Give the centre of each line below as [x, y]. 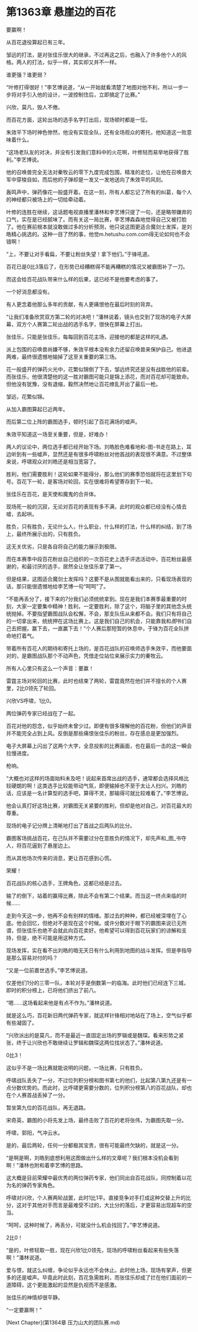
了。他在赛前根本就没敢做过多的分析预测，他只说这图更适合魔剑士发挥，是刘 [99, 227]
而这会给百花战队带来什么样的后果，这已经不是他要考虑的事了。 [83, 279]
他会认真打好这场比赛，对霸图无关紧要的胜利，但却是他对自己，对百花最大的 [99, 805]
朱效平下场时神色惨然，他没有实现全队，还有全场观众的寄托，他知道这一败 [96, 132]
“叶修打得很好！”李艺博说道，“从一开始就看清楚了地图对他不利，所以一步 [95, 87]
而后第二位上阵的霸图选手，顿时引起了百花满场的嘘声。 [73, 421]
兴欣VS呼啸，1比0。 [30, 701]
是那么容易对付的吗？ [32, 958]
